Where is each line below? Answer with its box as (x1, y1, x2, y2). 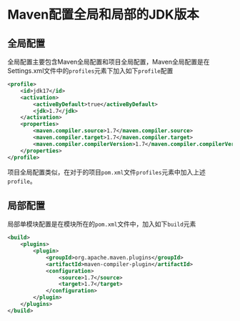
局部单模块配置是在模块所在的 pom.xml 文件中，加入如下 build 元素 (7, 219, 196, 229)
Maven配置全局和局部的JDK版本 (7, 6, 199, 23)
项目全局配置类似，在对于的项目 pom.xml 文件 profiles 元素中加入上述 (7, 167, 206, 176)
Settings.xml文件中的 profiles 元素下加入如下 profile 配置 (7, 66, 174, 75)
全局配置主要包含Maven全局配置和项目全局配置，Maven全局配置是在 (7, 58, 210, 66)
